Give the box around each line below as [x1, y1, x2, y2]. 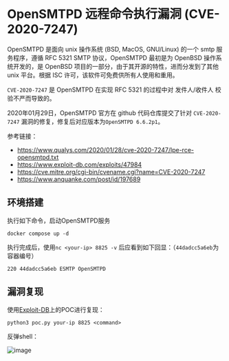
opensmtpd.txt [17, 153, 59, 161]
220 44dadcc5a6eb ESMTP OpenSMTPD [7, 265, 107, 272]
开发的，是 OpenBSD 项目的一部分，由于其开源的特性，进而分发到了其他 [12, 62, 219, 70]
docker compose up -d [7, 230, 69, 237]
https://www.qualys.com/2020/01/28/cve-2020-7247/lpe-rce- [17, 145, 195, 154]
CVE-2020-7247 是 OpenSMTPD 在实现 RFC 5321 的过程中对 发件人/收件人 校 [7, 85, 221, 94]
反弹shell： [7, 332, 39, 340]
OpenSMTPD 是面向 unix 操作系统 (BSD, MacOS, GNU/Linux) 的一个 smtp [7, 45, 215, 53]
